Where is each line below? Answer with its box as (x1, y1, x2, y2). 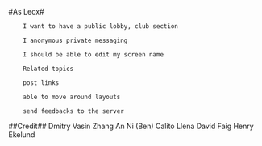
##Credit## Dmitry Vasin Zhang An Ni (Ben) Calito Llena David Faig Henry (8, 121, 254, 131)
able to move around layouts (23, 93, 121, 101)
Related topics (23, 65, 74, 73)
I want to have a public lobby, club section (23, 23, 179, 31)
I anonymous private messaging (23, 36, 128, 44)
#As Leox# (8, 7, 44, 16)
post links (23, 79, 60, 87)
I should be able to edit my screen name (23, 51, 164, 59)
